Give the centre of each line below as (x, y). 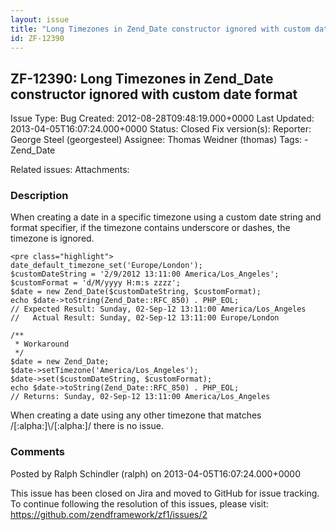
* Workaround (42, 344)
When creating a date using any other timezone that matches (136, 415)
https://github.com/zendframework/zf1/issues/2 (109, 514)
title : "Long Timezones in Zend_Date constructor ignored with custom (160, 29)
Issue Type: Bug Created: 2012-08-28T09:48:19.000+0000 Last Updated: (162, 118)
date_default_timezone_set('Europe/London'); (106, 266)
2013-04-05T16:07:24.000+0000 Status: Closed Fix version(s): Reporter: (161, 129)
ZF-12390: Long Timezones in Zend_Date (142, 78)
